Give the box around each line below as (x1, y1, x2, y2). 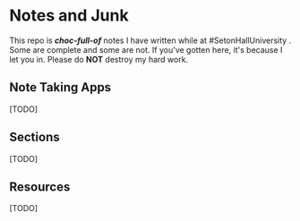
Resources (9, 179, 71, 194)
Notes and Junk (9, 5, 129, 26)
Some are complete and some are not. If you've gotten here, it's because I (9, 44, 283, 55)
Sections (9, 130, 60, 145)
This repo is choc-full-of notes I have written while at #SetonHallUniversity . (9, 35, 292, 46)
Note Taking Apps (9, 80, 112, 95)
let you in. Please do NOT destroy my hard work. (9, 54, 189, 64)
